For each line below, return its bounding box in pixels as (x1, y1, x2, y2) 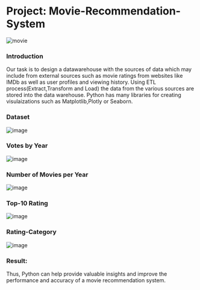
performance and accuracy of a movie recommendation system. (6, 277, 166, 284)
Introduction (6, 52, 43, 60)
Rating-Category (6, 228, 57, 236)
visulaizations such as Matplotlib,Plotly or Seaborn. (6, 98, 133, 105)
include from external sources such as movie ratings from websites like (6, 72, 183, 80)
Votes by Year (6, 142, 48, 150)
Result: (6, 256, 28, 265)
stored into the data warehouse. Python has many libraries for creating (6, 92, 182, 99)
